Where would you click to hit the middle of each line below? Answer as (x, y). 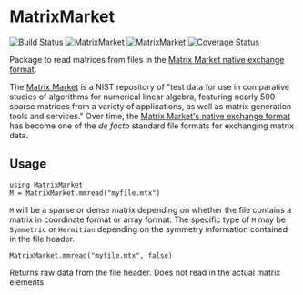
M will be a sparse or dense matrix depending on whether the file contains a (151, 209)
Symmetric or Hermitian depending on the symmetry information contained (149, 229)
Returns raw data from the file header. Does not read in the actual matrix (145, 272)
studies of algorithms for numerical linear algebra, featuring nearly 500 (142, 97)
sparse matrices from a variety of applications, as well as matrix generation (151, 106)
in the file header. (42, 239)
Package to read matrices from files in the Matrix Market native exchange (147, 59)
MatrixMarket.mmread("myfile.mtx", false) (91, 255)
